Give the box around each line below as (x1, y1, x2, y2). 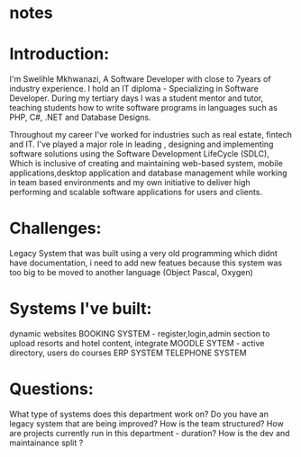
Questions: (9, 379, 95, 399)
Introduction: (9, 44, 110, 65)
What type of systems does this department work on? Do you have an (9, 408, 269, 419)
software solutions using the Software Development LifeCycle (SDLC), (9, 148, 270, 159)
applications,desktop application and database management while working (9, 167, 287, 178)
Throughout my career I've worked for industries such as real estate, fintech (9, 130, 293, 140)
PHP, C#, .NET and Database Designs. (9, 112, 151, 123)
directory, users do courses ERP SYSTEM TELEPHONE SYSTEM (9, 347, 247, 358)
